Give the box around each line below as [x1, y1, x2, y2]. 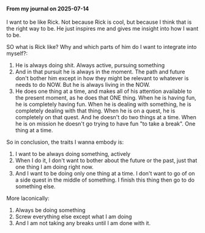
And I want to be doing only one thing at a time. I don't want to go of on [15, 170, 195, 177]
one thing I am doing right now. [15, 163, 94, 171]
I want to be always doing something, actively [15, 150, 130, 158]
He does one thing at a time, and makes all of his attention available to [15, 87, 192, 95]
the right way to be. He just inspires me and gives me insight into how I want [6, 25, 199, 32]
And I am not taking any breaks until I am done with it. [15, 220, 151, 227]
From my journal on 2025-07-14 [6, 5, 89, 12]
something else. [15, 183, 56, 190]
